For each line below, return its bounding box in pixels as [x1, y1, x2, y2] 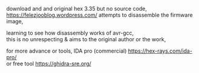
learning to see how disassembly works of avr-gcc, [6, 29, 134, 36]
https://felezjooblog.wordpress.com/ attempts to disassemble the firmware [6, 11, 193, 19]
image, [6, 18, 24, 25]
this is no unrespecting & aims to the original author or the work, [6, 36, 166, 42]
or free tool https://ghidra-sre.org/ [6, 60, 92, 67]
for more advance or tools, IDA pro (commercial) [6, 47, 127, 54]
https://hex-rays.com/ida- [128, 47, 192, 54]
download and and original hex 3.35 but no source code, [6, 5, 147, 12]
